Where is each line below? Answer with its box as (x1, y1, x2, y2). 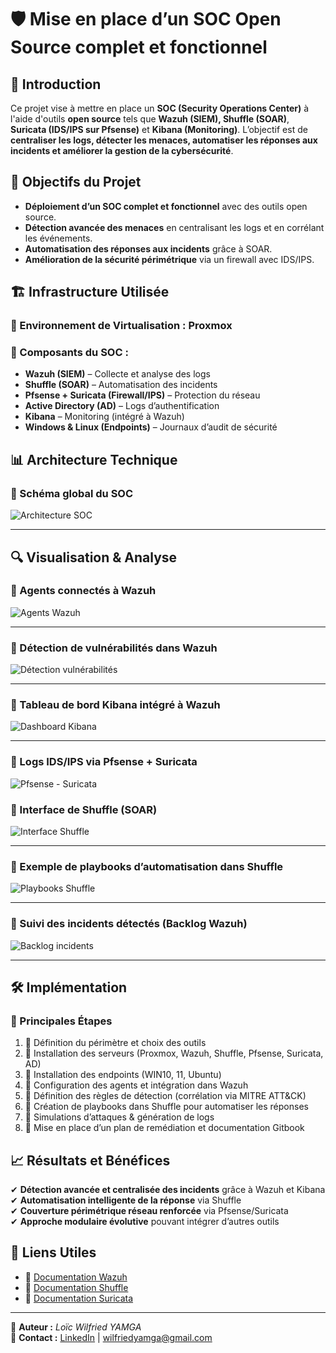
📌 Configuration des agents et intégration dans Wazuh (24, 1079, 249, 1091)
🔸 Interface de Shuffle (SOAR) (10, 802, 158, 816)
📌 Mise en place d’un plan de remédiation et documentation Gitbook (24, 1122, 305, 1134)
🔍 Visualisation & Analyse (10, 549, 178, 566)
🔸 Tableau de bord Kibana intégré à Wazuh (10, 698, 221, 712)
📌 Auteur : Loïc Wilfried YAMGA (10, 1321, 142, 1333)
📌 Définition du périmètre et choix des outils (24, 1037, 207, 1049)
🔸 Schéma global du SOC (10, 486, 134, 500)
